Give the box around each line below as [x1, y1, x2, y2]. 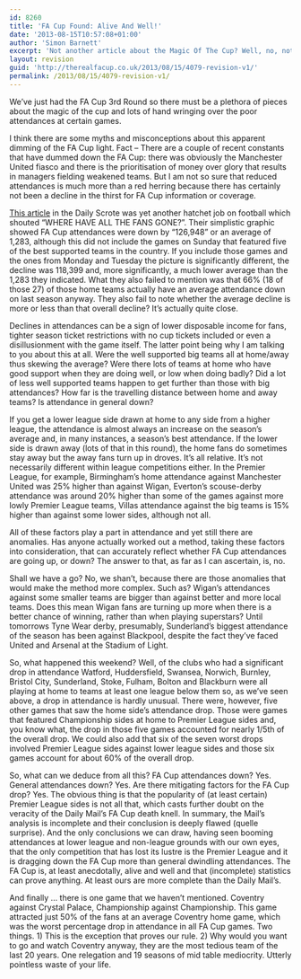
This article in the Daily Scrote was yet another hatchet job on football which [9, 207, 291, 218]
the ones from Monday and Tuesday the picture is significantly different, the [9, 255, 289, 266]
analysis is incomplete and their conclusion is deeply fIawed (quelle [9, 817, 259, 828]
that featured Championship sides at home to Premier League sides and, [9, 714, 277, 725]
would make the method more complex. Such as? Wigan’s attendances [9, 582, 271, 593]
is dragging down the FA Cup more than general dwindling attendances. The [9, 855, 291, 867]
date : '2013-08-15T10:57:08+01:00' [9, 30, 142, 39]
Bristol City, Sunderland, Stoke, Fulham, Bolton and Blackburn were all [9, 675, 268, 687]
